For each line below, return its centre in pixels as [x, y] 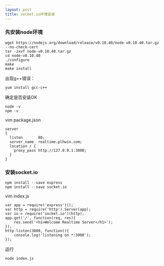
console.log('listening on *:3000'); [53, 235]
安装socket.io [22, 172]
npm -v [12, 111]
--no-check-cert [22, 47]
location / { [23, 146]
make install [18, 68]
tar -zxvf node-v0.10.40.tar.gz [38, 51]
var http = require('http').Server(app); [48, 210]
